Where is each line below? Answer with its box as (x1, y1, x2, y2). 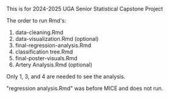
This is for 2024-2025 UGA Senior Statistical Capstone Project (6, 5, 164, 12)
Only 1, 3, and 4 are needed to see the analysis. (6, 73, 126, 80)
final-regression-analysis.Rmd (15, 42, 92, 49)
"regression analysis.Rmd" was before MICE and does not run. (6, 85, 164, 92)
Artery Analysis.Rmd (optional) (15, 61, 93, 68)
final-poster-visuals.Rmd (15, 55, 77, 61)
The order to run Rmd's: (6, 17, 67, 24)
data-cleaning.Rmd (15, 29, 64, 36)
